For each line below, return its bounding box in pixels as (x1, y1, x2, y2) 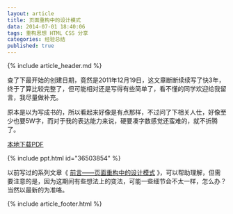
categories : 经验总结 (7, 36, 66, 43)
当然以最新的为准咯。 (7, 186, 68, 194)
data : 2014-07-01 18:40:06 (7, 23, 86, 30)
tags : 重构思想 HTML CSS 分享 (7, 29, 88, 37)
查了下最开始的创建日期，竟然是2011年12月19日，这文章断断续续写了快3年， (7, 76, 225, 84)
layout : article (7, 10, 54, 17)
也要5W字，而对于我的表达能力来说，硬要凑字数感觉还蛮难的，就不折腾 (13, 117, 218, 125)
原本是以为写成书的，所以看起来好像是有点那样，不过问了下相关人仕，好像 (7, 108, 220, 116)
